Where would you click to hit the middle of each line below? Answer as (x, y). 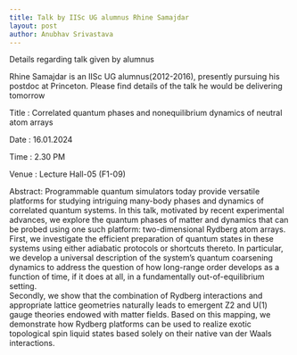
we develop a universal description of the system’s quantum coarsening (141, 258)
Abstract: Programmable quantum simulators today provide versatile (135, 192)
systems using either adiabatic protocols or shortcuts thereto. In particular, (146, 248)
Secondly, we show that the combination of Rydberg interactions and (136, 296)
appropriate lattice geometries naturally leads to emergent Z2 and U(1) (138, 305)
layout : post (33, 26)
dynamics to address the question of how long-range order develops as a (144, 268)
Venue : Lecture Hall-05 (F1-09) (68, 174)
